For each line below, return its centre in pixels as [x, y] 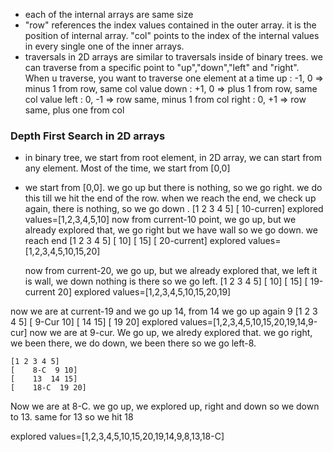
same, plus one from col [74, 110]
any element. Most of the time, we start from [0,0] [127, 168]
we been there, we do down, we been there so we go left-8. [133, 343]
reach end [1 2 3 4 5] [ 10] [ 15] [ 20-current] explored [135, 241]
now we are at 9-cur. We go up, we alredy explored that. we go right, [171, 333]
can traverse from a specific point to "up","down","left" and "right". [162, 67]
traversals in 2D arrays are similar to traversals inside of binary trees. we [173, 57]
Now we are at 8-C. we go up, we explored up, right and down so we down [165, 406]
